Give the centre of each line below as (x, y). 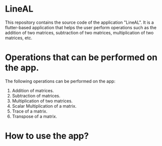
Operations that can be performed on (81, 57)
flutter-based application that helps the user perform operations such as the (81, 27)
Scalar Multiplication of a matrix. (44, 106)
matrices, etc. (19, 38)
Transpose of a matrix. (34, 116)
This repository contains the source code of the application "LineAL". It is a (79, 22)
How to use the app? (47, 136)
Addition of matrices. (33, 90)
